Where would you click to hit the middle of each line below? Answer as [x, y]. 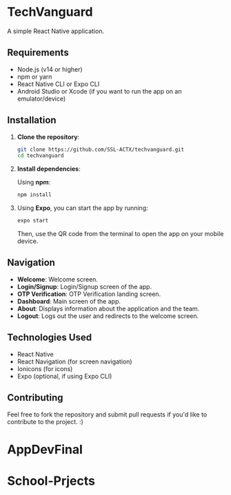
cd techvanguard [40, 156]
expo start [33, 221]
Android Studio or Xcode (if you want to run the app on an [99, 91]
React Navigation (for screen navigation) [74, 361]
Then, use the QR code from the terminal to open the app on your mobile [120, 234]
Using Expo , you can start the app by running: [82, 208]
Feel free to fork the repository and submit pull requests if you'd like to [107, 414]
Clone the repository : [48, 137]
